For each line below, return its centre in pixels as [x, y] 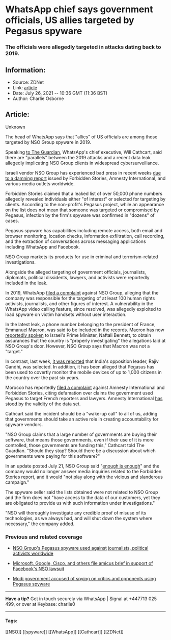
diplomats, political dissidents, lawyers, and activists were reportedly [77, 277]
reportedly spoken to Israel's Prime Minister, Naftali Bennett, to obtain [78, 335]
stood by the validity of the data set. [43, 404]
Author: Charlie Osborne [38, 99]
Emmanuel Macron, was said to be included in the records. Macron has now [85, 330]
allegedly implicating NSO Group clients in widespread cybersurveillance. [82, 163]
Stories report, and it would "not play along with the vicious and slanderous [84, 477]
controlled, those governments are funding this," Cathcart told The [75, 445]
